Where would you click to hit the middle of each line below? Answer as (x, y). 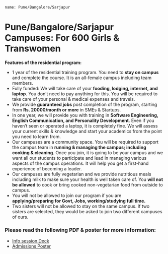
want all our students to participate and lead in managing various (79, 158)
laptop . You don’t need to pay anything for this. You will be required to (85, 94)
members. (22, 83)
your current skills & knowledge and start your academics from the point (87, 131)
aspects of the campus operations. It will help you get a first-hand (80, 163)
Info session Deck (31, 241)
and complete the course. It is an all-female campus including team (82, 78)
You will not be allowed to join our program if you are (67, 195)
